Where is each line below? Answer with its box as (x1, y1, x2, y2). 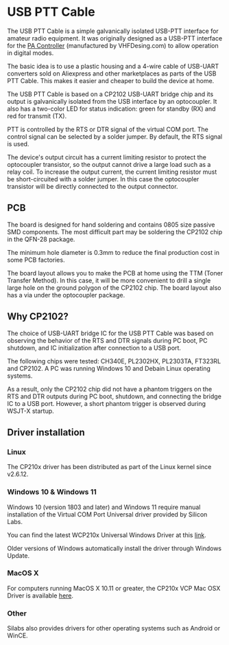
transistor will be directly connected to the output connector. (7, 182, 178, 190)
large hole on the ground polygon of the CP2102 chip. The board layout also (7, 283, 221, 292)
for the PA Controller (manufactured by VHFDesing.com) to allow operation (7, 41, 219, 49)
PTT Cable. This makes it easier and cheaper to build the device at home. (7, 76, 215, 84)
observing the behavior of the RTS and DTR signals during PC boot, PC (7, 336, 208, 344)
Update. (7, 551, 30, 560)
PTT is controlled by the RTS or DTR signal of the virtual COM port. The (7, 125, 209, 133)
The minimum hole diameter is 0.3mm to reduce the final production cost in (7, 248, 219, 256)
